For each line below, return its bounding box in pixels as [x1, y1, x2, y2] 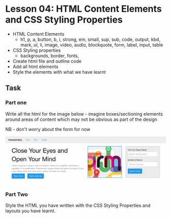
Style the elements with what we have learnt [12, 69, 106, 75]
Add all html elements [12, 63, 59, 70]
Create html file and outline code [12, 58, 82, 64]
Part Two [5, 190, 28, 198]
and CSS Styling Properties [5, 14, 123, 26]
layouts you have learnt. [5, 208, 56, 214]
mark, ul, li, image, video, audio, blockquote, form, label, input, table [20, 41, 163, 48]
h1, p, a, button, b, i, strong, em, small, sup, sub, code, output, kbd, [20, 36, 161, 42]
